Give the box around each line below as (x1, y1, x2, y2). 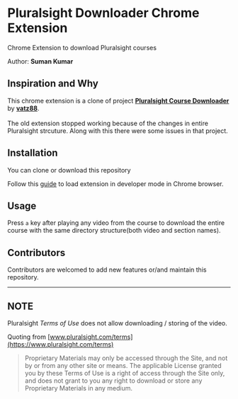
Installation (7, 147, 58, 159)
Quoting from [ (7, 332, 51, 341)
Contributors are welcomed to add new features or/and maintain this (7, 265, 207, 274)
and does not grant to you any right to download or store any (24, 376, 203, 385)
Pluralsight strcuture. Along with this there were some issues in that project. (7, 126, 228, 135)
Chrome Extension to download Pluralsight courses (7, 43, 157, 52)
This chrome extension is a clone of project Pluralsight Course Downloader (7, 96, 229, 105)
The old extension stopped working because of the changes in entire (7, 119, 209, 127)
